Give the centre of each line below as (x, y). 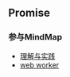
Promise (29, 13)
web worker (39, 65)
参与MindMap (35, 37)
